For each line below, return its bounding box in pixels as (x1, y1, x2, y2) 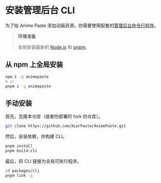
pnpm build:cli (5, 148, 38, 153)
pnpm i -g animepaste (5, 83, 51, 89)
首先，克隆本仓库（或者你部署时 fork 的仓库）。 (5, 113, 103, 119)
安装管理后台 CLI (5, 5, 75, 16)
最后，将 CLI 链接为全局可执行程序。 (5, 158, 82, 164)
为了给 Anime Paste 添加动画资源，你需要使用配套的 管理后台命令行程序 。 (5, 22, 159, 28)
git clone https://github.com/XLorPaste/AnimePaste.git (5, 124, 126, 129)
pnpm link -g (5, 173, 33, 178)
